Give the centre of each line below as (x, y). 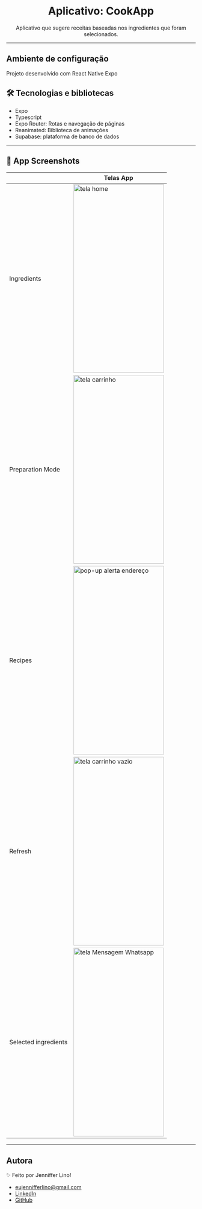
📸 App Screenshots (43, 161)
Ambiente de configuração (58, 59)
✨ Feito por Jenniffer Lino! (39, 1175)
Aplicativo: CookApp (101, 11)
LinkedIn (26, 1194)
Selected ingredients (38, 1042)
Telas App (118, 178)
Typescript (28, 117)
